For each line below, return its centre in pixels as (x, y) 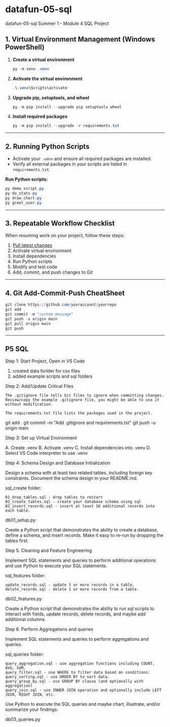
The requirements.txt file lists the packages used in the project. (79, 413)
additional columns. (26, 619)
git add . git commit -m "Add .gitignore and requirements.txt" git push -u (80, 423)
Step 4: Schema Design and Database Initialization (58, 463)
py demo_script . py (25, 189)
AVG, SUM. (16, 668)
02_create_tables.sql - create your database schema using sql (73, 502)
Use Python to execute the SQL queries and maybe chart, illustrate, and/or (83, 704)
